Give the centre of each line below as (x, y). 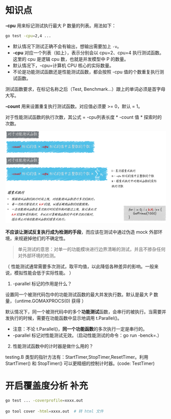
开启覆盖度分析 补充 (47, 386)
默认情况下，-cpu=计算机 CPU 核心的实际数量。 (63, 65)
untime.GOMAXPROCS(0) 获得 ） (51, 301)
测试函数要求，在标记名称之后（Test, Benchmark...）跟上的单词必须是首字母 (86, 89)
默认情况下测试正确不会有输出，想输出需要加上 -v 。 (67, 46)
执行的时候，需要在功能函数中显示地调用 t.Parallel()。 (66, 318)
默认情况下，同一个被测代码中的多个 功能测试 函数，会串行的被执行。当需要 (83, 312)
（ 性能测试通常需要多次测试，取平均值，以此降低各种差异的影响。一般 (80, 266)
